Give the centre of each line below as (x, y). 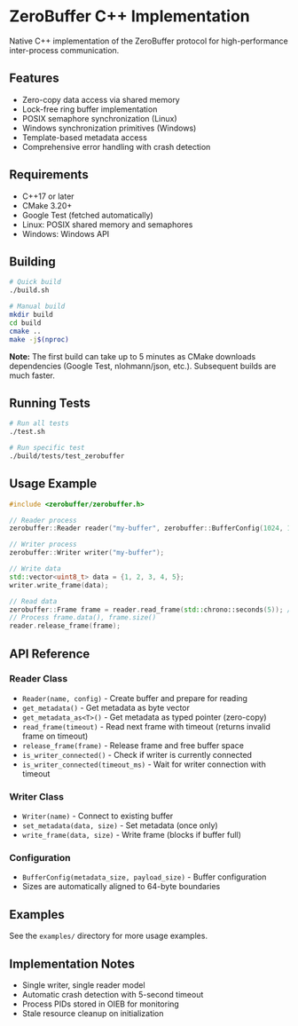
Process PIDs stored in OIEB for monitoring (100, 1004)
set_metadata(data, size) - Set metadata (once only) (120, 825)
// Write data (35, 569)
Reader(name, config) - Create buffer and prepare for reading (135, 698)
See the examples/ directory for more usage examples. (109, 936)
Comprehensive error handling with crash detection (116, 146)
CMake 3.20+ (47, 205)
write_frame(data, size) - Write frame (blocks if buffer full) (132, 835)
